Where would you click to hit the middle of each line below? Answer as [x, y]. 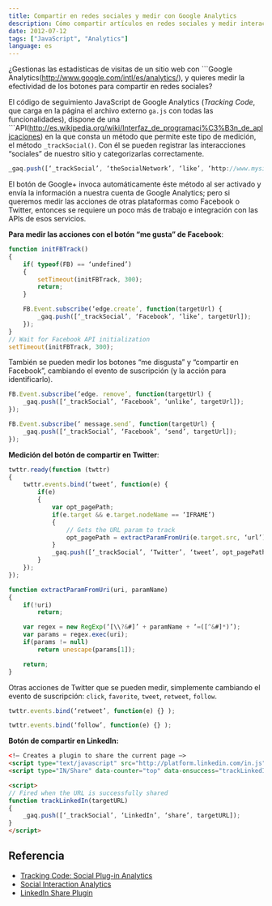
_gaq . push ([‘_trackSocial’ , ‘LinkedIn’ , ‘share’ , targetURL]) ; [132, 816]
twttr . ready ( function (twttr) [59, 470]
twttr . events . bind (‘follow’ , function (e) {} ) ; [90, 726]
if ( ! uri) [38, 605]
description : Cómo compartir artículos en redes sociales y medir [123, 24]
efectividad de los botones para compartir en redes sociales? [110, 87]
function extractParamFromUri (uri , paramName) [88, 590]
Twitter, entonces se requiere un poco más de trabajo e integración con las [134, 210]
